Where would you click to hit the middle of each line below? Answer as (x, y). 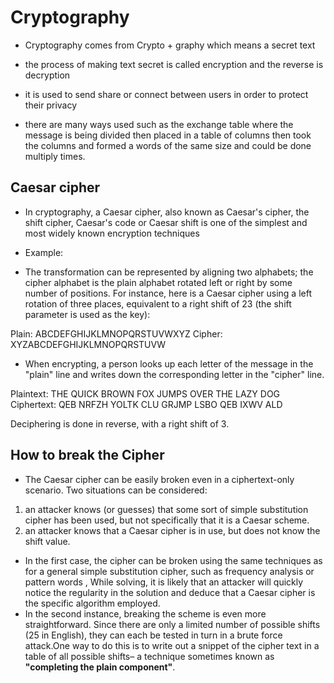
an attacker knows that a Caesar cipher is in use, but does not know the (172, 530)
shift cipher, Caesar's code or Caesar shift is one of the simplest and (166, 222)
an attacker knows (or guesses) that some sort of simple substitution (166, 509)
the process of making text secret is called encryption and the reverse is (174, 64)
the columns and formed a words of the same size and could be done (168, 145)
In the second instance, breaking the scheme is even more (145, 613)
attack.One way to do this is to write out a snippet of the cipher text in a (172, 645)
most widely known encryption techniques (112, 233)
